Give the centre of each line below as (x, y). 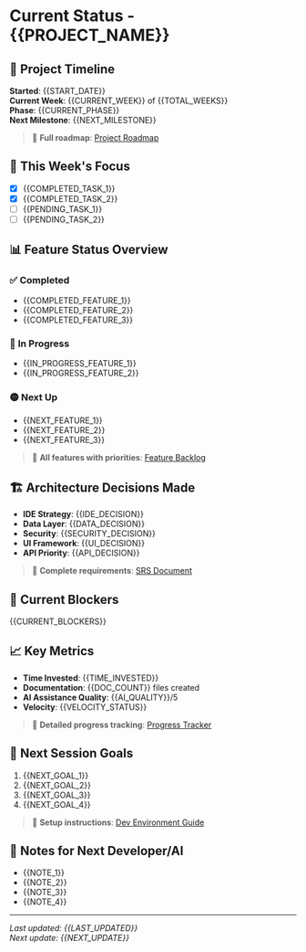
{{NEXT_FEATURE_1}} (62, 420)
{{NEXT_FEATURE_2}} (64, 430)
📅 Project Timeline (62, 69)
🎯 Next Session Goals (71, 753)
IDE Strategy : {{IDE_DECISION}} (83, 514)
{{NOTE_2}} (45, 883)
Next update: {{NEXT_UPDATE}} (70, 938)
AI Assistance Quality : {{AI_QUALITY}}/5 (100, 697)
